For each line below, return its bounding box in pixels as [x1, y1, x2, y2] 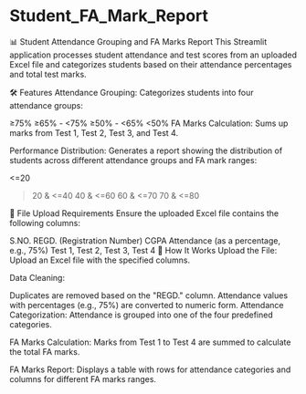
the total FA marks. [9, 346, 80, 357]
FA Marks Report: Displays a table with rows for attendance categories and [9, 364, 291, 375]
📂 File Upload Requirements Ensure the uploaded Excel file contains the [9, 207, 280, 219]
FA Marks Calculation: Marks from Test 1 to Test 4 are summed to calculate [9, 337, 291, 347]
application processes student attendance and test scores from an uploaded [9, 49, 297, 60]
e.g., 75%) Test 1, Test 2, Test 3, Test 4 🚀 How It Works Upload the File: [9, 244, 278, 255]
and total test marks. [9, 68, 87, 79]
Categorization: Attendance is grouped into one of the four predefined [9, 309, 273, 320]
